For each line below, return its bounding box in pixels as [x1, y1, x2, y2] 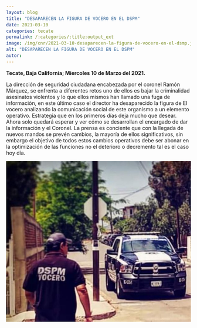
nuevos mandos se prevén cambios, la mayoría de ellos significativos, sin [6, 131, 184, 138]
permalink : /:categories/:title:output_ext [6, 34, 114, 40]
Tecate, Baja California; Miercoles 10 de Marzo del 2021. [6, 69, 145, 76]
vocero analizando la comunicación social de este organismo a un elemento [6, 105, 189, 112]
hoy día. [6, 149, 26, 156]
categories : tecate [6, 28, 54, 34]
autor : [6, 53, 22, 59]
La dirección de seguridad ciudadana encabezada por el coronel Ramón [6, 81, 181, 88]
